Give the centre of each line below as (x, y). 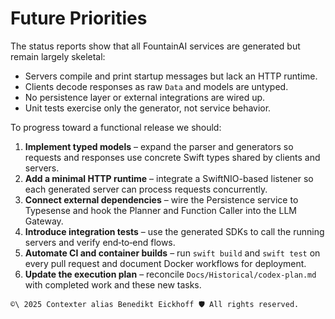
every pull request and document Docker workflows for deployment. (165, 263)
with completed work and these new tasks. (113, 284)
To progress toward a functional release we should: (116, 127)
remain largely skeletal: (58, 56)
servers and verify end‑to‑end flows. (100, 242)
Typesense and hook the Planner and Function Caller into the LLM (160, 210)
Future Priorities (79, 18)
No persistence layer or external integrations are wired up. (145, 97)
